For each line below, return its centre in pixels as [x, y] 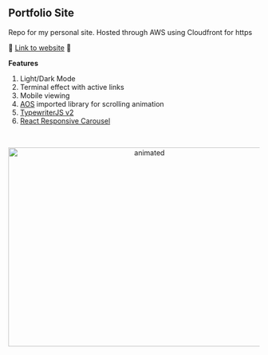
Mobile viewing [45, 96]
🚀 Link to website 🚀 [40, 48]
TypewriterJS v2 [47, 112]
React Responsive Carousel [65, 121]
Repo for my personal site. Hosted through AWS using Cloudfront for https [130, 32]
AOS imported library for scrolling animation [92, 103]
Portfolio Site [41, 13]
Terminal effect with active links [72, 87]
